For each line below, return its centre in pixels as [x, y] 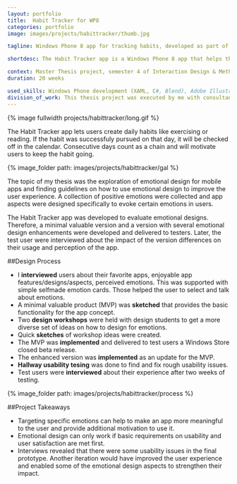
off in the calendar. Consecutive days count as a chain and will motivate [112, 146]
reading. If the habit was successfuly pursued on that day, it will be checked [118, 139]
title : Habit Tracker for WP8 [53, 20]
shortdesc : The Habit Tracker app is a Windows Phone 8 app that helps [115, 59]
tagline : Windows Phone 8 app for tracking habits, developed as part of [118, 47]
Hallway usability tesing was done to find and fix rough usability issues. [123, 365]
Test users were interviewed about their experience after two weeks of [121, 372]
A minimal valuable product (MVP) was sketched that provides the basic [123, 305]
